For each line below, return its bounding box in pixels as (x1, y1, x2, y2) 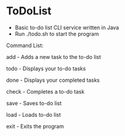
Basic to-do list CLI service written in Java (14, 24, 120, 31)
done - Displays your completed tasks (6, 76, 100, 84)
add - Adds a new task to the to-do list (6, 53, 102, 60)
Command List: (6, 42, 44, 49)
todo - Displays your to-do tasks (6, 64, 86, 72)
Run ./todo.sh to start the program (14, 30, 99, 37)
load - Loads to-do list (6, 111, 61, 118)
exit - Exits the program (6, 122, 64, 129)
